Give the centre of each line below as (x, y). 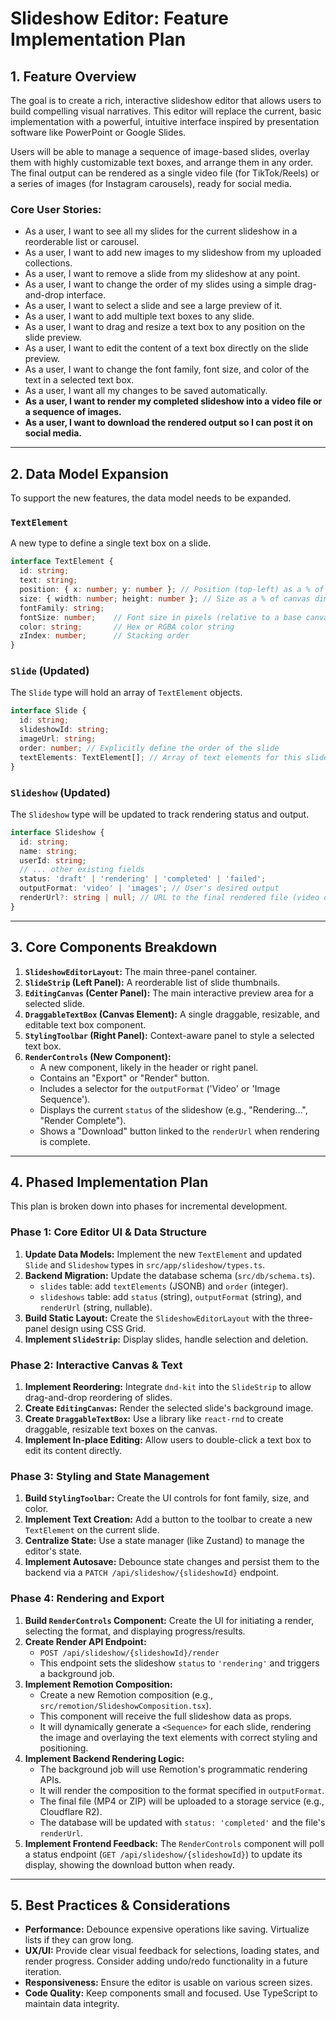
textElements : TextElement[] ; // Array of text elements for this (160, 757)
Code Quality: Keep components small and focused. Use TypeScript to (171, 1993)
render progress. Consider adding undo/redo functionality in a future (166, 1961)
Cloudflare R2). (71, 1811)
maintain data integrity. (72, 2004)
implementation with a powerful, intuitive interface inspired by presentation (165, 121)
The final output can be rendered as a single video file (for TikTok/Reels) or (165, 173)
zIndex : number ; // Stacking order (104, 636)
